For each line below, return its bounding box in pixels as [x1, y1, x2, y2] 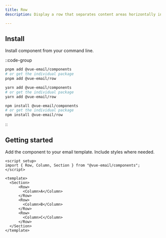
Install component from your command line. [5, 48, 94, 54]
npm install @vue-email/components [5, 103, 79, 108]
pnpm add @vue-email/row [5, 76, 56, 81]
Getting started [5, 136, 53, 144]
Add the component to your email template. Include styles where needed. [5, 149, 155, 155]
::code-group [5, 58, 32, 63]
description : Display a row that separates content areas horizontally [5, 12, 156, 17]
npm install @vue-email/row [5, 113, 63, 118]
